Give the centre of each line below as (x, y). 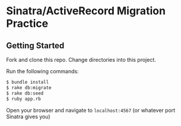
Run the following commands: (42, 71)
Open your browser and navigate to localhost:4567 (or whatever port (91, 110)
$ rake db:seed (25, 93)
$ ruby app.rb (24, 99)
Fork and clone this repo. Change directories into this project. (81, 60)
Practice (27, 23)
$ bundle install (28, 82)
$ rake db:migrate (29, 87)
